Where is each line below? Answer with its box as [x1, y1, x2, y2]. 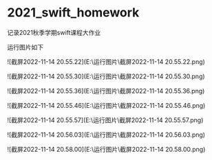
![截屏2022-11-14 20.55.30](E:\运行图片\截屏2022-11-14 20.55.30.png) [7, 72, 205, 80]
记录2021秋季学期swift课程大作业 [7, 28, 101, 36]
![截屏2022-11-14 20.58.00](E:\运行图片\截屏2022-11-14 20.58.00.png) [7, 145, 206, 153]
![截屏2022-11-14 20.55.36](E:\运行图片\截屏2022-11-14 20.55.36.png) [7, 87, 205, 95]
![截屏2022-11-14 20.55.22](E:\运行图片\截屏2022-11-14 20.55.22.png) [7, 57, 205, 66]
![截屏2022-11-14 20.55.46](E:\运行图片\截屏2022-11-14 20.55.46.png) [7, 101, 206, 109]
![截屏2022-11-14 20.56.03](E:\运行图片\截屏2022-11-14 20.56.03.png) [7, 130, 205, 139]
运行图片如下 [7, 43, 43, 51]
